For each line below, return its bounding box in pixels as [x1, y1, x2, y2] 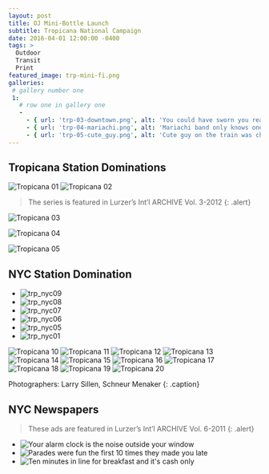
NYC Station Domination [8, 267, 132, 281]
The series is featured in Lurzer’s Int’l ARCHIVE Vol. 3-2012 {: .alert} [27, 197, 251, 207]
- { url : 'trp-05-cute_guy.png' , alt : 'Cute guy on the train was [26, 131, 252, 139]
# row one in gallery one [18, 101, 106, 109]
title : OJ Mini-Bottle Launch [8, 19, 110, 27]
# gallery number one [11, 86, 84, 95]
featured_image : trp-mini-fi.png [8, 71, 120, 79]
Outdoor [15, 49, 42, 57]
